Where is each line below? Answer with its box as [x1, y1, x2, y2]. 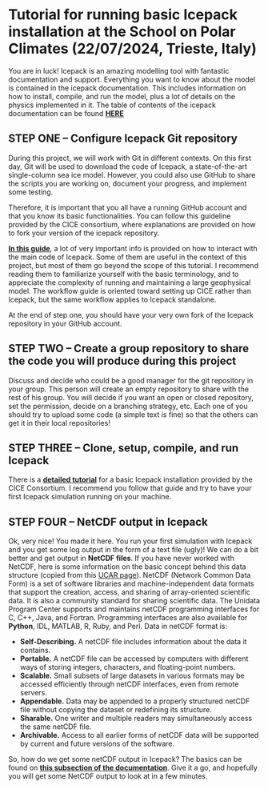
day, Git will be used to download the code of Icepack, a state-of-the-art [8, 162, 248, 171]
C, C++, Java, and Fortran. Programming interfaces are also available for [8, 613, 248, 623]
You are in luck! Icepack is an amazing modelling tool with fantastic [8, 66, 230, 75]
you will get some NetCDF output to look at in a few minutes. [8, 771, 208, 781]
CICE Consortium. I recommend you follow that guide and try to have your [8, 483, 252, 493]
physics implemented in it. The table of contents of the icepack [8, 100, 216, 110]
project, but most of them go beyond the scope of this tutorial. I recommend [8, 260, 258, 270]
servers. [19, 688, 48, 698]
